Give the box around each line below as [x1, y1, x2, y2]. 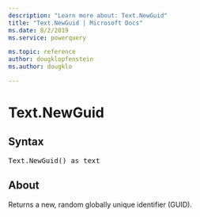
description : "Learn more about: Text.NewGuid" [8, 11, 168, 20]
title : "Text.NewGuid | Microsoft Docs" [8, 19, 144, 27]
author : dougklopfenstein [8, 55, 93, 63]
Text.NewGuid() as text [8, 156, 100, 165]
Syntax [8, 135, 44, 149]
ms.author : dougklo [8, 63, 73, 71]
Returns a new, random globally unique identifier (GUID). [8, 200, 192, 209]
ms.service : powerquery [8, 33, 87, 42]
